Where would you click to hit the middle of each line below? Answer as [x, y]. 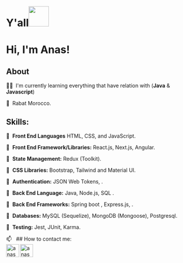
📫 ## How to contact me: [39, 239]
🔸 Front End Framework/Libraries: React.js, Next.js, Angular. [81, 147]
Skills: [18, 121]
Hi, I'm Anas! [38, 50]
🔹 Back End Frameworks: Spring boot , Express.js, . [70, 204]
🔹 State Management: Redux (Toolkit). [54, 159]
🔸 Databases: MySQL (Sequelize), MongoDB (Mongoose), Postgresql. [92, 216]
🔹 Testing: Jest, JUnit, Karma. [44, 227]
